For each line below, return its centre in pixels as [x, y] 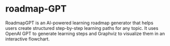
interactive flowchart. [27, 39]
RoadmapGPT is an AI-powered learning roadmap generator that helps [79, 23]
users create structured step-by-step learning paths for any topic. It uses [82, 28]
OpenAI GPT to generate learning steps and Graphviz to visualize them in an [85, 33]
